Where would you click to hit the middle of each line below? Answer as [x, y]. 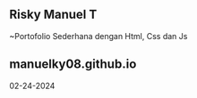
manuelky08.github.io [73, 65]
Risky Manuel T [53, 15]
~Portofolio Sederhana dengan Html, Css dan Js [98, 36]
